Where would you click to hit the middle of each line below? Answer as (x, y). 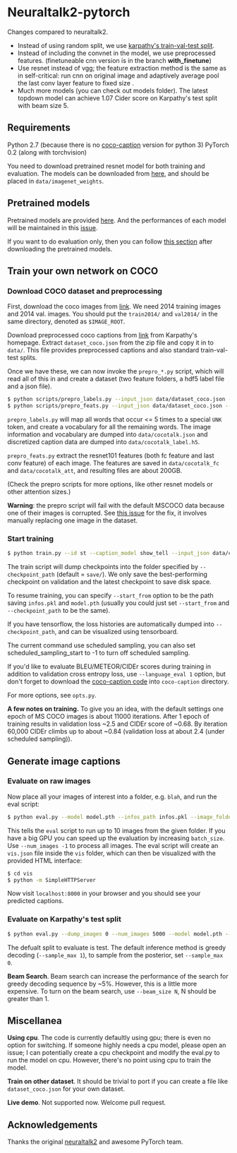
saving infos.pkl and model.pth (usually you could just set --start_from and (119, 603)
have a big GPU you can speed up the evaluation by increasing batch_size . (116, 838)
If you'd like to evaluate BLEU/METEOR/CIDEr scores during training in (109, 667)
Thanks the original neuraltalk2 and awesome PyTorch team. (95, 1142)
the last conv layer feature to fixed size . (75, 83)
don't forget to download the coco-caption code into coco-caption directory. (118, 681)
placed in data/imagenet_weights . (56, 181)
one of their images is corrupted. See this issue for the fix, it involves (107, 513)
